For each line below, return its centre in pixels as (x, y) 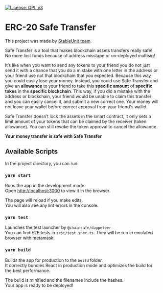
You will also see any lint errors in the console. (52, 205)
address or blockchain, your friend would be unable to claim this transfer (78, 96)
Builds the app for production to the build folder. (54, 260)
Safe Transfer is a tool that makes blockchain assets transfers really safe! (79, 50)
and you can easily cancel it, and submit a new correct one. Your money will (82, 101)
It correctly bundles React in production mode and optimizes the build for (79, 265)
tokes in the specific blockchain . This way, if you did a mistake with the (78, 91)
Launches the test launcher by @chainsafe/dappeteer (58, 227)
